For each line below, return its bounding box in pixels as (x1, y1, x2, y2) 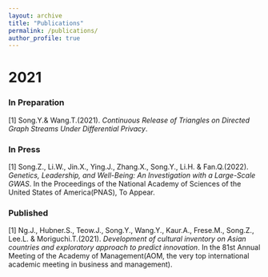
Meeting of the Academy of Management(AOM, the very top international (8, 251, 250, 261)
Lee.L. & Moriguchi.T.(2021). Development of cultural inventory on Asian (8, 234, 246, 244)
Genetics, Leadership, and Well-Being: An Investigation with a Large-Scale (8, 171, 256, 180)
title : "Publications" (8, 19, 84, 27)
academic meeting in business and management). (8, 259, 173, 269)
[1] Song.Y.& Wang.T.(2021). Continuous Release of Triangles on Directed (8, 115, 250, 125)
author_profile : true (8, 34, 81, 42)
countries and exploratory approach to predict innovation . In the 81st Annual (8, 243, 261, 252)
